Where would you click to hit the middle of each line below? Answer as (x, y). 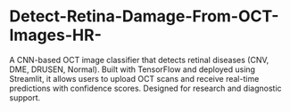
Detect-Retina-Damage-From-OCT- (144, 16)
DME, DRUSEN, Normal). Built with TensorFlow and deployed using (133, 69)
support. (25, 97)
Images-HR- (56, 35)
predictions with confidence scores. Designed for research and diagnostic (146, 88)
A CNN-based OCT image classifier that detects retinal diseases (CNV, (139, 60)
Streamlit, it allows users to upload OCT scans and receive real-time (134, 78)
